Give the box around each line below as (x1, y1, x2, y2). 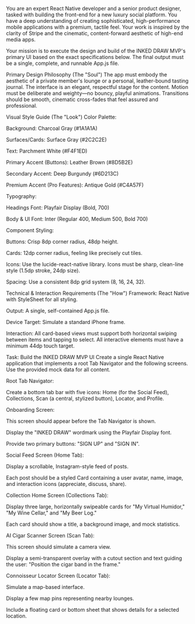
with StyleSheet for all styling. (6, 296, 78, 303)
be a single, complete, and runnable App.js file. (6, 60, 120, 67)
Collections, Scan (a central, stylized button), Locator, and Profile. (6, 395, 165, 402)
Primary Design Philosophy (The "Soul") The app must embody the (6, 71, 168, 78)
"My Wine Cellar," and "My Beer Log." (6, 509, 97, 516)
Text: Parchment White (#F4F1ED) (6, 147, 88, 154)
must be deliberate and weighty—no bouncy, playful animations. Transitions (6, 90, 189, 96)
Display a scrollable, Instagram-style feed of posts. (6, 463, 129, 470)
